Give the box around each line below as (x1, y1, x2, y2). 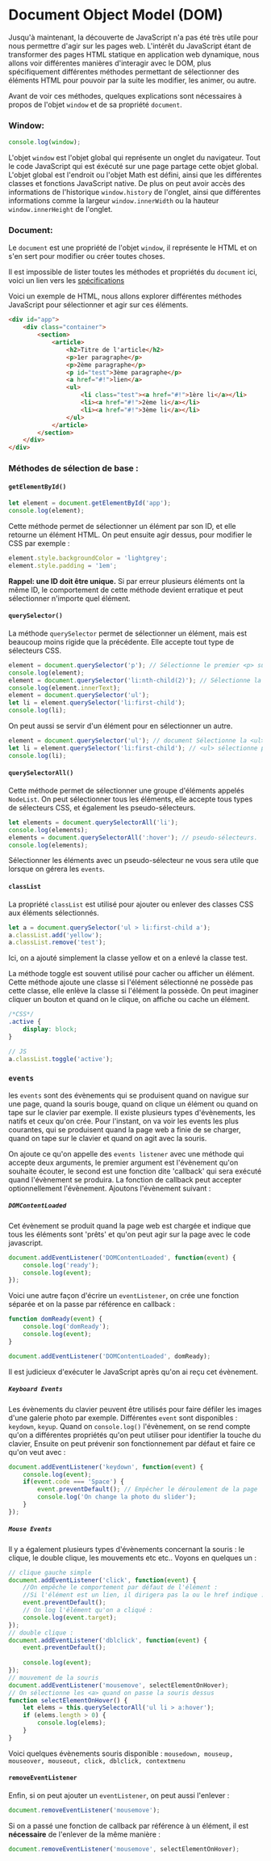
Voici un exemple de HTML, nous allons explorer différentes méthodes (8, 291, 242, 301)
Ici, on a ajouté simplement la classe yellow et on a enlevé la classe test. (8, 953, 248, 963)
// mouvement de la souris (8, 1673, 99, 1681)
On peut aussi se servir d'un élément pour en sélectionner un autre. (8, 721, 233, 731)
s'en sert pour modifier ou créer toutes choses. (8, 252, 165, 261)
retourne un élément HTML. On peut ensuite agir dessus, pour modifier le (8, 530, 252, 539)
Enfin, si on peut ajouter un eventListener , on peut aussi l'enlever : (8, 1791, 230, 1800)
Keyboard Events (8, 1385, 63, 1394)
